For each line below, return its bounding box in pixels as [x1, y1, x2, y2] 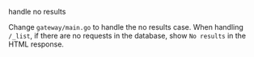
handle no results [8, 7, 66, 16]
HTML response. [8, 39, 65, 49]
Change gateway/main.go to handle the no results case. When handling [8, 22, 244, 31]
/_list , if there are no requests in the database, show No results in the [8, 31, 247, 40]
